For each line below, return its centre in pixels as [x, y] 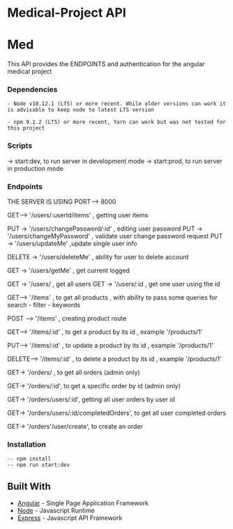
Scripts [20, 146]
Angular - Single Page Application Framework [83, 503]
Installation [27, 444]
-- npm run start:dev [39, 465]
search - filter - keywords [44, 305]
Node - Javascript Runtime [56, 511]
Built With [29, 486]
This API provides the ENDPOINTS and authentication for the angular [106, 64]
